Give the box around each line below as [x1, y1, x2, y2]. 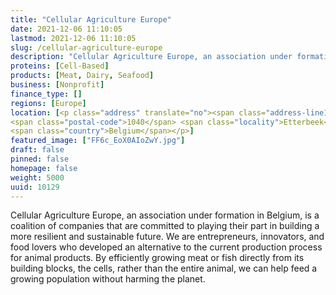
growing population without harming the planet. [10, 273, 206, 285]
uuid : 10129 [10, 182, 60, 192]
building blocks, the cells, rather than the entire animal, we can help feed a [10, 262, 318, 275]
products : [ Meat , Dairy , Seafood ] [10, 71, 155, 81]
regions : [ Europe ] [10, 98, 87, 108]
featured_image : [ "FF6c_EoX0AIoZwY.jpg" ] [10, 136, 186, 146]
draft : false [10, 145, 65, 155]
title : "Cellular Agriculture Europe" [10, 14, 172, 25]
